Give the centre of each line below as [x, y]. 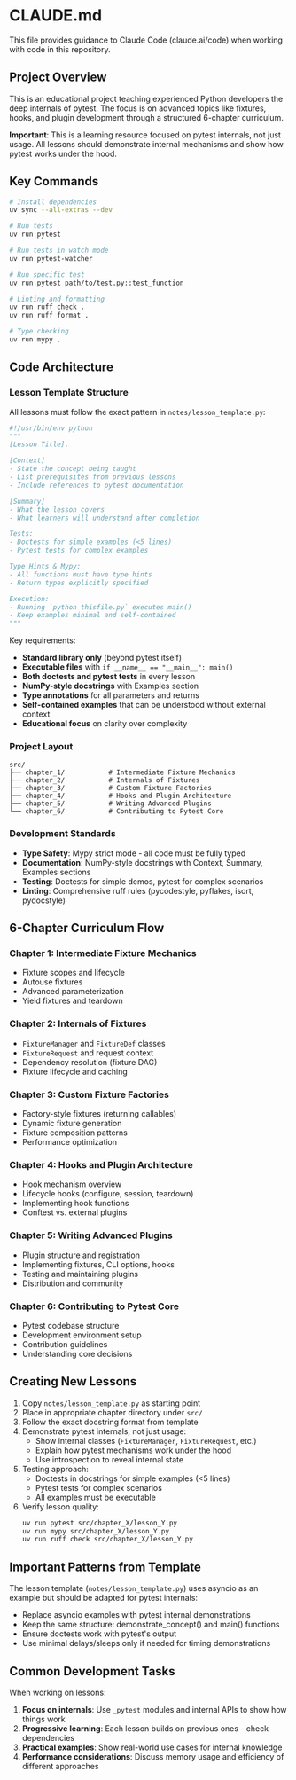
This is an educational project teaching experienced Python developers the [146, 98]
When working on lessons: [58, 1692]
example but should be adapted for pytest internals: [103, 1598]
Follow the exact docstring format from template [110, 1422]
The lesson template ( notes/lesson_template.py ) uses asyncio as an [134, 1588]
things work [44, 1719]
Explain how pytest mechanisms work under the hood [133, 1450]
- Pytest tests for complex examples [79, 551]
